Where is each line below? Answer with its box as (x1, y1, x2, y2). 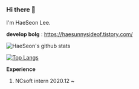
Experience (6, 66, 36, 73)
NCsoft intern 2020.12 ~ (15, 78, 75, 85)
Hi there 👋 (6, 5, 36, 14)
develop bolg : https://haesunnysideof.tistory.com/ (6, 31, 133, 38)
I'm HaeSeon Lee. (6, 19, 51, 26)
